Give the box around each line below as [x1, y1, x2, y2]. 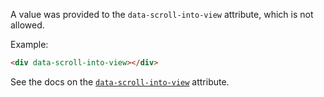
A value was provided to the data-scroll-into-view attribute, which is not [10, 9, 314, 20]
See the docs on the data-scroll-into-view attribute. [10, 75, 230, 88]
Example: [10, 39, 49, 50]
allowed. [10, 19, 45, 31]
